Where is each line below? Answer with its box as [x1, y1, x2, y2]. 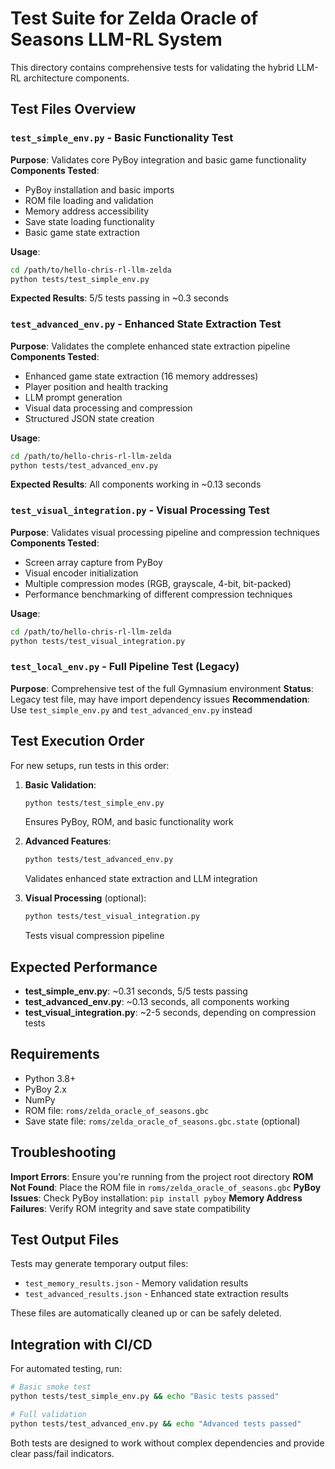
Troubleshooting [10, 1144, 117, 1161]
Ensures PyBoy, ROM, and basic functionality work [24, 816, 234, 828]
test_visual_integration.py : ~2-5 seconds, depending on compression [24, 1007, 317, 1019]
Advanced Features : [24, 835, 112, 847]
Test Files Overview [10, 101, 137, 118]
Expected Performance [10, 958, 158, 976]
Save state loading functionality [24, 215, 155, 227]
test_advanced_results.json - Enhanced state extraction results [24, 1288, 289, 1300]
